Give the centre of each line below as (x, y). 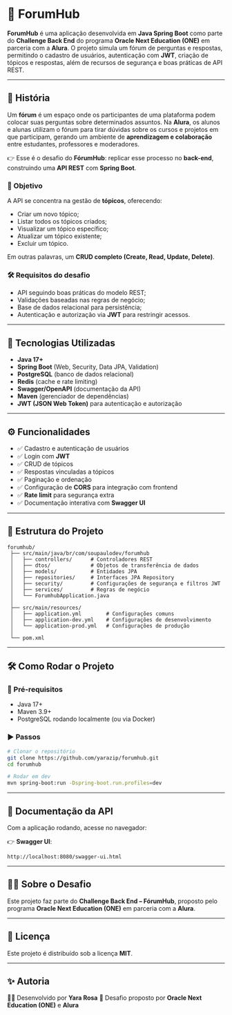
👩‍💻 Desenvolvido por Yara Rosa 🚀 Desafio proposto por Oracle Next (105, 998)
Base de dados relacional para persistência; (79, 307)
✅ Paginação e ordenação (54, 479)
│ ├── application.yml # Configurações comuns (92, 614)
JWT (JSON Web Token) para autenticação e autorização (99, 404)
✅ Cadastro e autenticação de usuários (73, 448)
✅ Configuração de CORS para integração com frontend (97, 487)
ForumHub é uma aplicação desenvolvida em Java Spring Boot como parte (115, 33)
